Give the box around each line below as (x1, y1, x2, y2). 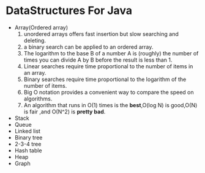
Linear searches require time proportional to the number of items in (23, 62, 193, 70)
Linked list (14, 127, 41, 135)
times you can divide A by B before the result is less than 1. (23, 56, 173, 63)
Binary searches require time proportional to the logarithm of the (23, 76, 187, 83)
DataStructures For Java (6, 4, 133, 18)
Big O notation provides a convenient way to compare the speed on (23, 88, 194, 96)
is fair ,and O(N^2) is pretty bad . (23, 108, 106, 115)
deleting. (23, 37, 47, 44)
